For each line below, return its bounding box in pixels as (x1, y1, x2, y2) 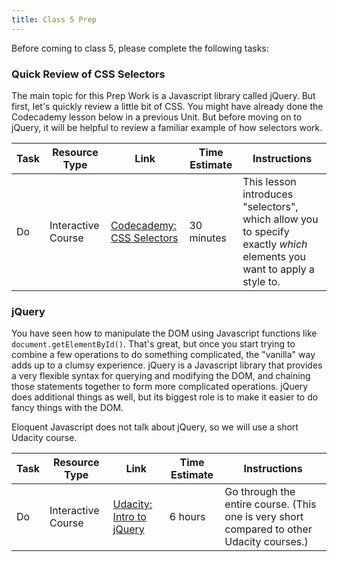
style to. (242, 274, 281, 288)
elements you (242, 249, 307, 263)
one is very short (224, 510, 304, 524)
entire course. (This (224, 497, 317, 511)
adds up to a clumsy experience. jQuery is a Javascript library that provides (11, 359, 323, 371)
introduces (242, 187, 294, 201)
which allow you (242, 212, 319, 226)
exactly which (242, 237, 308, 251)
